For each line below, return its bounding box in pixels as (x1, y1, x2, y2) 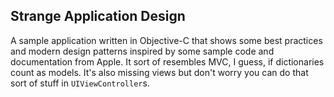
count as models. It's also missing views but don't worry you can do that (10, 66, 309, 78)
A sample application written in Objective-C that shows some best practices (10, 34, 323, 46)
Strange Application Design (10, 8, 186, 25)
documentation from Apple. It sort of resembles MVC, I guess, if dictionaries (10, 55, 325, 68)
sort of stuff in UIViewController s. (10, 77, 150, 89)
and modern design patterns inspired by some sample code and (10, 45, 275, 57)
